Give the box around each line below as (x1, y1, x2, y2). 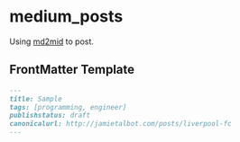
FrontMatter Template (9, 62, 135, 77)
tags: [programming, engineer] (9, 102, 127, 111)
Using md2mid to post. (9, 36, 95, 47)
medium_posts (9, 6, 124, 27)
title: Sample (9, 94, 63, 103)
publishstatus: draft (9, 111, 91, 120)
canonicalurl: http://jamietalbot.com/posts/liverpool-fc (9, 120, 232, 129)
